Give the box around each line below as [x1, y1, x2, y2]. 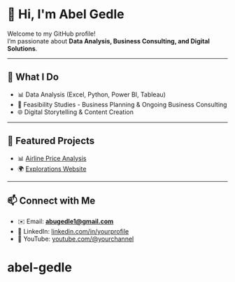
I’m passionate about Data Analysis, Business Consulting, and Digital [7, 36, 210, 45]
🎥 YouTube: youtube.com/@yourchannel [17, 234, 134, 244]
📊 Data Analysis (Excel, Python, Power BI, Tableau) [17, 90, 166, 99]
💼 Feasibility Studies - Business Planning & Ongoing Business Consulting [17, 100, 227, 108]
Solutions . [7, 44, 38, 52]
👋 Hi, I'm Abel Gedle [7, 6, 124, 22]
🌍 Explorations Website [17, 164, 87, 173]
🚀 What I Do [7, 71, 59, 83]
